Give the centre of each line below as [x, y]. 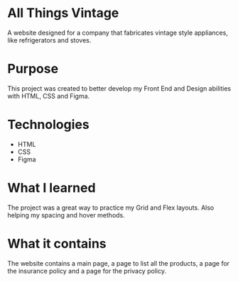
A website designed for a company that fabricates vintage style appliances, [118, 33]
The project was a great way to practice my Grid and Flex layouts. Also [111, 208]
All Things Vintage [63, 13]
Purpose [33, 69]
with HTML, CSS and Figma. [49, 96]
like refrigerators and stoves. [49, 40]
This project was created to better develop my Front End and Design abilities [119, 88]
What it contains [57, 243]
